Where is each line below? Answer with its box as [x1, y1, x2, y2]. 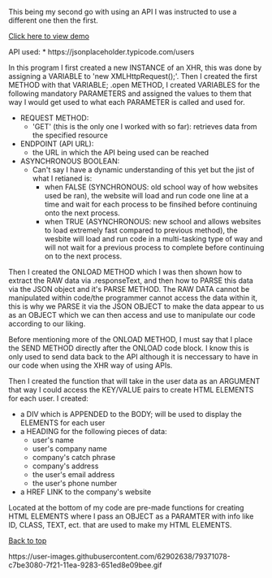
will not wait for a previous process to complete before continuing [44, 243, 265, 252]
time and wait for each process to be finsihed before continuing [44, 199, 257, 209]
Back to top [8, 536, 47, 545]
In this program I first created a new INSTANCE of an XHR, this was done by [8, 63, 262, 72]
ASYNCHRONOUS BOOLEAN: [19, 156, 120, 166]
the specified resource [32, 130, 108, 140]
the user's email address [32, 470, 115, 479]
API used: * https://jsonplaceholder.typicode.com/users [8, 47, 195, 56]
